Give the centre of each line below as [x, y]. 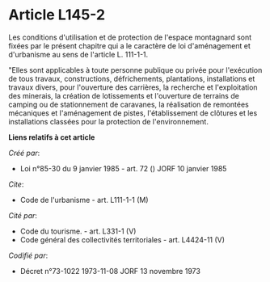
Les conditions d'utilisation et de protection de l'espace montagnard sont [130, 37]
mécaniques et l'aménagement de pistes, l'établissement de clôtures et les [133, 113]
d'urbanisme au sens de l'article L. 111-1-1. [78, 54]
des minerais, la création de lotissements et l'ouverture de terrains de [124, 95]
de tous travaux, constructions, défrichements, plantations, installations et [132, 78]
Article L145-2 [57, 15]
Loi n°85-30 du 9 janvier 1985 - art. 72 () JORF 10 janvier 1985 [123, 168]
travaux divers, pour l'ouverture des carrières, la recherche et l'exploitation [133, 87]
